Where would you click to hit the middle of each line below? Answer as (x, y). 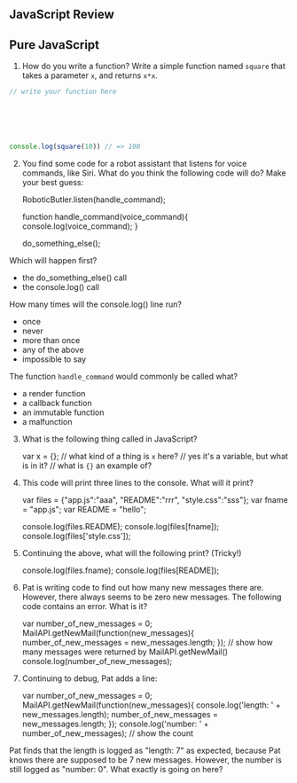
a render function (54, 393)
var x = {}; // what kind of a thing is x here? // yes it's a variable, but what (155, 456)
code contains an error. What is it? (85, 606)
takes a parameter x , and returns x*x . (90, 75)
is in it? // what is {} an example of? (87, 466)
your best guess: (53, 182)
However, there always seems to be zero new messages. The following (152, 597)
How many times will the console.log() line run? (95, 304)
